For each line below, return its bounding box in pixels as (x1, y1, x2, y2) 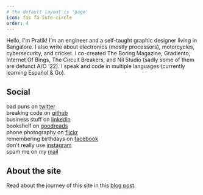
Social (6, 86, 30, 97)
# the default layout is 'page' (6, 9, 88, 15)
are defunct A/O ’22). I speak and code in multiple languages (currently (6, 63, 185, 70)
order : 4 (6, 20, 29, 26)
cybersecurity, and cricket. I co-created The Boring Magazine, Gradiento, (6, 50, 191, 57)
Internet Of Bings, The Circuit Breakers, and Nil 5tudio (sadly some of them (6, 56, 194, 64)
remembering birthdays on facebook (6, 135, 99, 143)
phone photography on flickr (6, 129, 78, 136)
